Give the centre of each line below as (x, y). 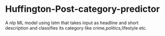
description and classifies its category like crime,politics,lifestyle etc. (76, 28)
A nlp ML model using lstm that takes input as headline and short (72, 23)
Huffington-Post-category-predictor (82, 9)
